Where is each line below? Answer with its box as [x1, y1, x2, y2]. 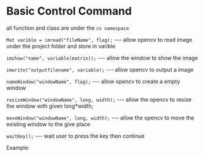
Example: [6, 144, 30, 151]
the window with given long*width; [6, 102, 94, 110]
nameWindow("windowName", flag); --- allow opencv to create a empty [6, 78, 181, 85]
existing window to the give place [6, 120, 90, 128]
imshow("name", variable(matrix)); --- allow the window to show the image [6, 54, 199, 61]
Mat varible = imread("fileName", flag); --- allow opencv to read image [6, 36, 193, 43]
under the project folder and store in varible [6, 42, 116, 50]
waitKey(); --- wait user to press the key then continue [6, 132, 145, 139]
